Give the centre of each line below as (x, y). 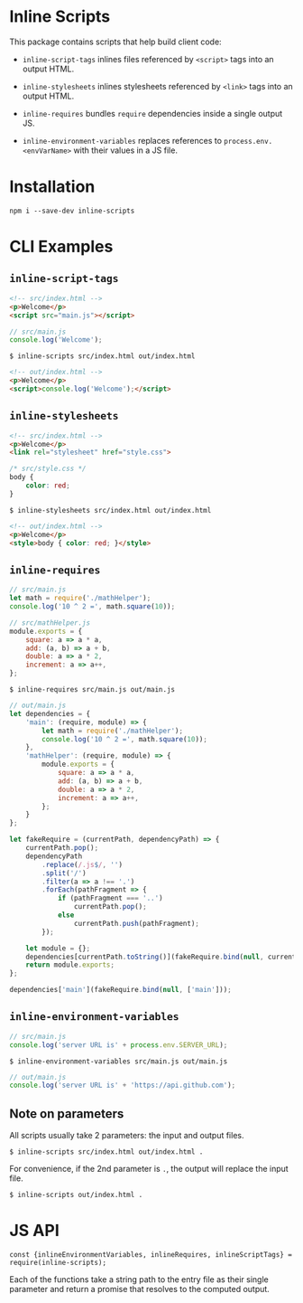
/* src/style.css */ (48, 469)
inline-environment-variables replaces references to (122, 140)
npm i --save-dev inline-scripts (72, 211)
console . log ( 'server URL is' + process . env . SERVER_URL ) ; (119, 1045)
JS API (35, 1231)
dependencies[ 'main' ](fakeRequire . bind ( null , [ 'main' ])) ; (120, 990)
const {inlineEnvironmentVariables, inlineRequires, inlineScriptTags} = (151, 1255)
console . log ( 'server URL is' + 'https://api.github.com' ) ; (123, 1086)
